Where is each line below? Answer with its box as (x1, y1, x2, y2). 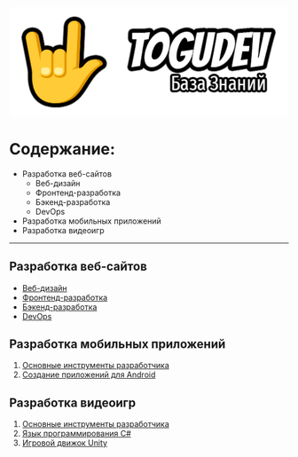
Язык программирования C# (21, 429, 131, 439)
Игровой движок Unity (21, 437, 108, 448)
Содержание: (9, 139, 115, 160)
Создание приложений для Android (21, 369, 156, 380)
